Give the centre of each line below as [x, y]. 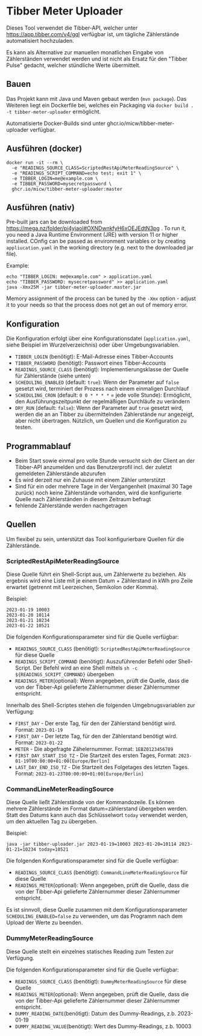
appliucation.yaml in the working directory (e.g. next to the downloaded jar [100, 248]
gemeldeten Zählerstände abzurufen [60, 473]
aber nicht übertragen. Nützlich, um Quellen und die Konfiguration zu [101, 421]
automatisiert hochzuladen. [40, 40]
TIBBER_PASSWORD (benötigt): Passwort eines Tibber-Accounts [90, 363]
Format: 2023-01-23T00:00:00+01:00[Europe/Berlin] [79, 773]
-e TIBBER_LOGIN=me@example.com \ [55, 178]
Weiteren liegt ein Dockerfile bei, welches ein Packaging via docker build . [100, 105]
